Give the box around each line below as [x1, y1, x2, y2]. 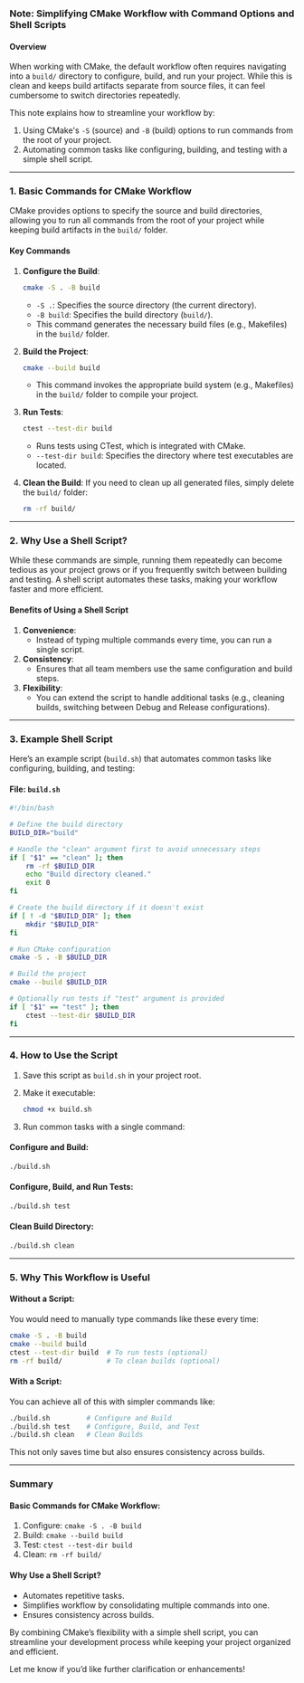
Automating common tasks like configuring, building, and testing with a [22, 144, 288, 156]
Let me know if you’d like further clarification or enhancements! [9, 1663, 246, 1674]
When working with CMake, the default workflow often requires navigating [9, 62, 287, 72]
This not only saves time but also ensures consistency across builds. [9, 1447, 265, 1458]
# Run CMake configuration [9, 945, 111, 954]
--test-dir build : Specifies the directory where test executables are [35, 451, 294, 461]
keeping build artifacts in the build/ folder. [9, 224, 168, 235]
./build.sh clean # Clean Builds [9, 1431, 144, 1440]
